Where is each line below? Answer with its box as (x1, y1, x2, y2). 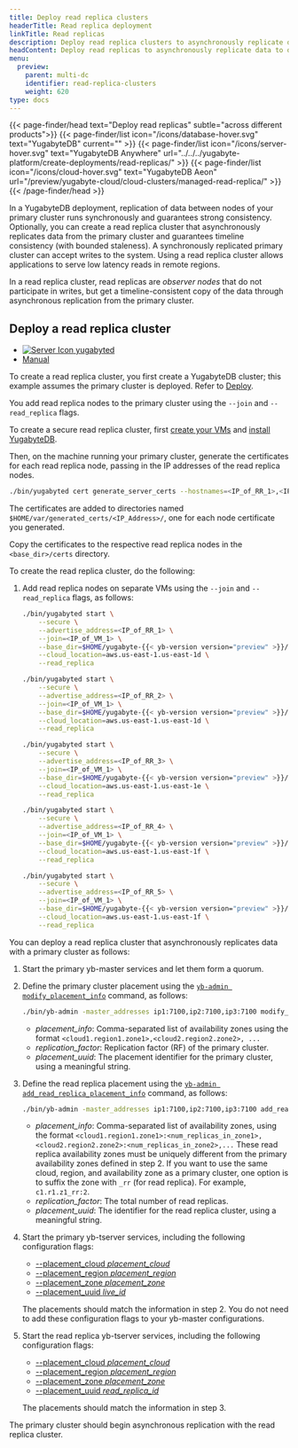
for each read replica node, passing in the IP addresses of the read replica (9, 460, 281, 471)
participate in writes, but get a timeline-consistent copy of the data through (9, 286, 284, 297)
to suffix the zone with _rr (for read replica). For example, (35, 1177, 247, 1188)
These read (236, 1139, 278, 1150)
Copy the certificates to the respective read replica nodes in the (9, 539, 243, 550)
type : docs (9, 95, 50, 105)
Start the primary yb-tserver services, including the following (21, 1232, 246, 1242)
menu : (9, 54, 29, 63)
